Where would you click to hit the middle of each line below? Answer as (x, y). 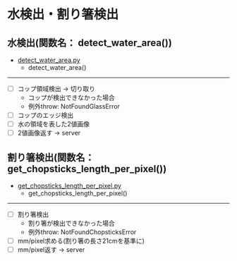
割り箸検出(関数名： (51, 157)
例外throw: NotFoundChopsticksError (82, 232)
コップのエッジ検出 (45, 115)
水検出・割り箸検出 (63, 14)
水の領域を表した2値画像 (54, 124)
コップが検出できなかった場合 (71, 98)
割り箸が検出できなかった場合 (71, 224)
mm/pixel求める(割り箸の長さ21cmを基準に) (81, 241)
